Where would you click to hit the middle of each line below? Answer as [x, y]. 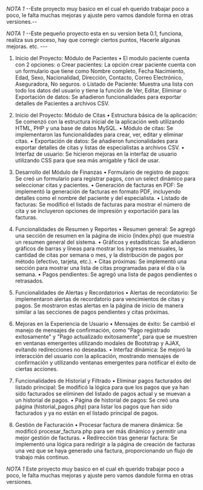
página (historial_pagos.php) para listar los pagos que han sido [94, 406]
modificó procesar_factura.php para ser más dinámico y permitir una [101, 431]
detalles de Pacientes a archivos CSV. [62, 103]
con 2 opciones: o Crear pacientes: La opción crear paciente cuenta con [105, 64]
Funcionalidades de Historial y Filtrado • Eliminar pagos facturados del [103, 381]
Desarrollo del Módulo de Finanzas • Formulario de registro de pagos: [102, 172]
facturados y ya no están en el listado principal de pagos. [87, 413]
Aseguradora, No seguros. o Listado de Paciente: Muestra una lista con [104, 84]
